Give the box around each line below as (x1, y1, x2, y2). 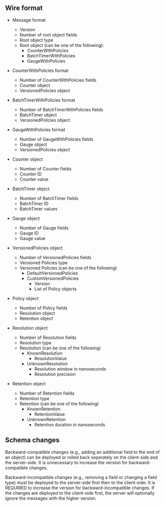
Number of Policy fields (19, 305, 67, 311)
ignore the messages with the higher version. (5, 495, 97, 501)
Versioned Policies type (19, 260, 68, 266)
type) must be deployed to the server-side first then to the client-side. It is (5, 479, 156, 485)
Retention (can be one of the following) (19, 401, 99, 406)
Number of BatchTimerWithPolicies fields (19, 106, 103, 112)
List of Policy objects (34, 286, 77, 292)
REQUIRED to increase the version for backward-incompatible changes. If (5, 485, 155, 491)
